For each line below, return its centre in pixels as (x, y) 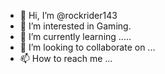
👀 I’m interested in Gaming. (75, 26)
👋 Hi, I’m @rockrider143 (68, 15)
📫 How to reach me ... (66, 58)
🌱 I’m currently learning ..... (75, 36)
